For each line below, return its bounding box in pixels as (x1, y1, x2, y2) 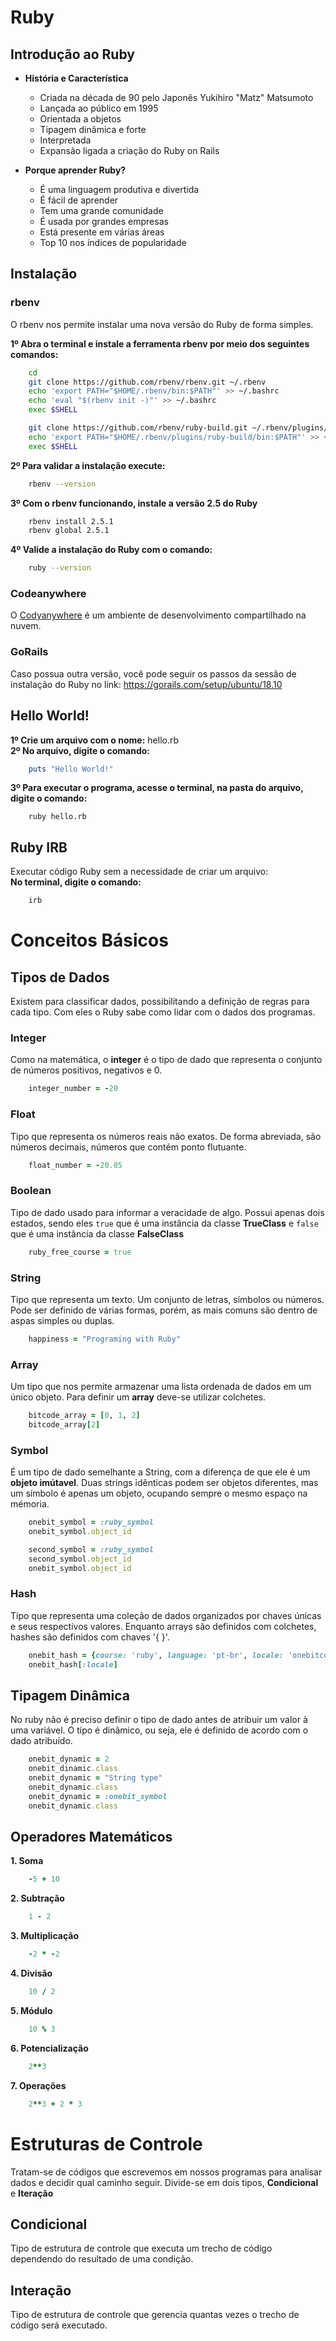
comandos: (10, 348, 59, 360)
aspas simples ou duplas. (10, 1314, 115, 1326)
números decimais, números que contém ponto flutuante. (10, 1141, 247, 1153)
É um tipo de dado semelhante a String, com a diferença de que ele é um (10, 1466, 311, 1478)
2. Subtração (10, 1892, 65, 1905)
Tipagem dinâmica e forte (39, 124, 147, 135)
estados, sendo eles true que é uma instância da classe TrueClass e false (10, 1217, 319, 1229)
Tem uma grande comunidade (39, 205, 164, 216)
